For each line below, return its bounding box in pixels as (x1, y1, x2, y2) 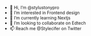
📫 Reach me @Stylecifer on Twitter (9, 26, 82, 31)
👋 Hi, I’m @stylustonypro (9, 5, 59, 10)
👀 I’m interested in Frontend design (9, 10, 80, 16)
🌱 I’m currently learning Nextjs (9, 15, 71, 20)
